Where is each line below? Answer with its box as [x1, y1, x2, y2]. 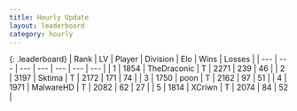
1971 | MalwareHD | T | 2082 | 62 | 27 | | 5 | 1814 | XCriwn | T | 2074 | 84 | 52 [9, 82, 289, 93]
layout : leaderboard [9, 21, 86, 30]
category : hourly [9, 29, 74, 38]
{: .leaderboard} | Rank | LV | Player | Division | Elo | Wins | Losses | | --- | [9, 54, 277, 65]
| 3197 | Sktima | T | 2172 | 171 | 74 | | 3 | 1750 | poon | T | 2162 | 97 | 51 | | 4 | [9, 73, 287, 83]
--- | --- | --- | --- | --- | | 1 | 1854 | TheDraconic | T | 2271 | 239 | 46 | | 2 [19, 63, 285, 74]
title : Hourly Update [9, 12, 90, 22]
